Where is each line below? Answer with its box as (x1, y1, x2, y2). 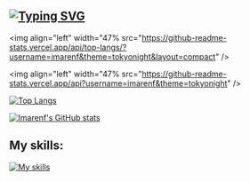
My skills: (9, 138, 64, 153)
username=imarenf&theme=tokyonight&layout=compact (9, 51, 216, 62)
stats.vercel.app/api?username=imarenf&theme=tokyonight (9, 77, 228, 89)
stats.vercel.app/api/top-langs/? (9, 42, 127, 52)
